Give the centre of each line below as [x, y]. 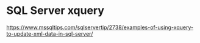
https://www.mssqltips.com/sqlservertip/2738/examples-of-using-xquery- [100, 27]
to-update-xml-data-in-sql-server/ [50, 33]
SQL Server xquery [55, 11]
